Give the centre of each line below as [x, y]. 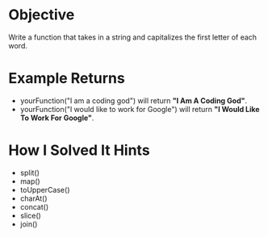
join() [29, 224]
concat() [34, 206]
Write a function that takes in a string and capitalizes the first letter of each [132, 37]
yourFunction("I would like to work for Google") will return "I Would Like [140, 109]
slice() [31, 215]
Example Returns [67, 79]
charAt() [33, 198]
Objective [42, 15]
